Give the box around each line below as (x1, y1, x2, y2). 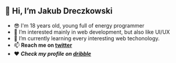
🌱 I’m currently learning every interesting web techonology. (13, 34, 160, 42)
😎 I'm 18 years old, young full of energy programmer (13, 22, 144, 29)
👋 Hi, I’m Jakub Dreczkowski (5, 6, 113, 16)
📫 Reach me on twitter (13, 41, 72, 49)
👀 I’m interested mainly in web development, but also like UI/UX (13, 28, 171, 35)
